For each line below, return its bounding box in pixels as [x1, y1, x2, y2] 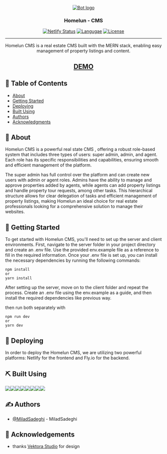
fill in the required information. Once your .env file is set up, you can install [5, 252, 158, 258]
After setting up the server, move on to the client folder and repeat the [5, 285, 149, 291]
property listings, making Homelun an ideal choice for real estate [5, 198, 138, 204]
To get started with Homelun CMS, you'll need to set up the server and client [5, 236, 162, 242]
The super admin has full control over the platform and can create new [5, 172, 150, 178]
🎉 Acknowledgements [5, 430, 75, 439]
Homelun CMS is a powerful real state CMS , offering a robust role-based [5, 147, 156, 152]
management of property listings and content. [36, 48, 131, 54]
